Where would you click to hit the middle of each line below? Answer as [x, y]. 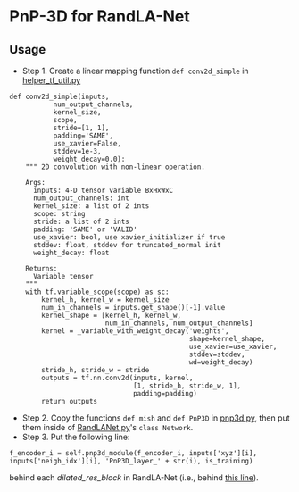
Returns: [42, 269]
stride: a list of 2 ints [81, 221]
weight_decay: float [71, 253]
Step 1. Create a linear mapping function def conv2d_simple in [135, 71]
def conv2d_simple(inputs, [59, 96]
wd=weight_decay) [221, 363]
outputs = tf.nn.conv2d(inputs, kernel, [117, 378]
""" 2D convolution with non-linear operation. [115, 167]
